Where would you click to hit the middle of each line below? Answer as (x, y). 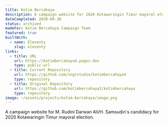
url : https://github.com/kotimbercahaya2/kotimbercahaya (75, 88)
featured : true (21, 33)
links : (12, 51)
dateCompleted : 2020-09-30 (33, 19)
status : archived (23, 24)
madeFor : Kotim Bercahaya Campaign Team (48, 28)
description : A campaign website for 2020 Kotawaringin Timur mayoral (80, 14)
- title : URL (23, 56)
